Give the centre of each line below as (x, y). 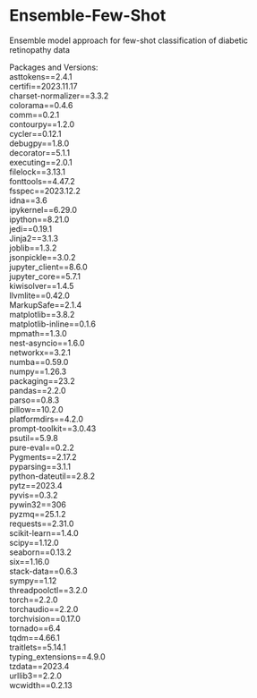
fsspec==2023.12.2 (45, 191)
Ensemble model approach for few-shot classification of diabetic (129, 40)
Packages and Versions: (54, 67)
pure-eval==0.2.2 (42, 447)
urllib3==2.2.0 (36, 676)
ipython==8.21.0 (39, 219)
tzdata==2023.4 (39, 666)
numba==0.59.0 (39, 362)
